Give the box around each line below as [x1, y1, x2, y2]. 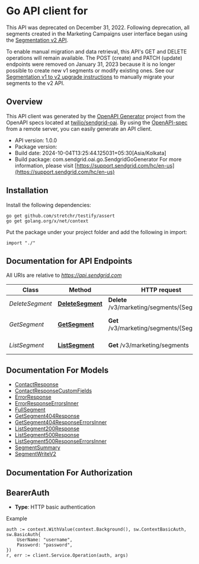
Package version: [14, 143, 57, 150]
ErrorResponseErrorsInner [14, 400, 79, 407]
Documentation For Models [6, 365, 109, 375]
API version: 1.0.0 [14, 137, 57, 144]
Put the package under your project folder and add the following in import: [6, 228, 188, 235]
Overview [6, 97, 43, 107]
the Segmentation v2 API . [6, 36, 69, 43]
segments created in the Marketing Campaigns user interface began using [6, 30, 188, 37]
